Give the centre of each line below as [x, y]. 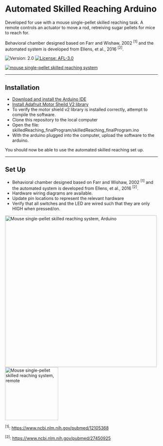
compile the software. [34, 115]
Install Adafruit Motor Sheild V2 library [50, 104]
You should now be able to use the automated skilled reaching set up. [74, 150]
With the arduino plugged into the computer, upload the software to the [83, 135]
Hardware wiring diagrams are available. [52, 193]
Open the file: [26, 125]
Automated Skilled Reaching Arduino [81, 9]
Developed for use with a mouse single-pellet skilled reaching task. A [74, 22]
